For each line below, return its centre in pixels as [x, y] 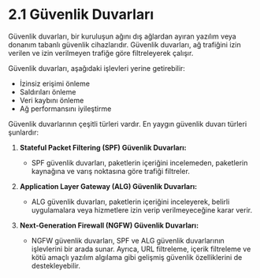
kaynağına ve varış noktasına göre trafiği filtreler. [111, 171]
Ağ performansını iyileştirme [65, 109]
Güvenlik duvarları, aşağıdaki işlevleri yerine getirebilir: [97, 68]
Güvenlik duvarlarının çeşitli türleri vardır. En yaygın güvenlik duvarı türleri [128, 124]
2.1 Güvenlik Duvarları [81, 15]
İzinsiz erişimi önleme [55, 83]
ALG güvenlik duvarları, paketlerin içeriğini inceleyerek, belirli [130, 202]
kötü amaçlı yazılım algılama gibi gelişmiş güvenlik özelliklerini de [137, 257]
